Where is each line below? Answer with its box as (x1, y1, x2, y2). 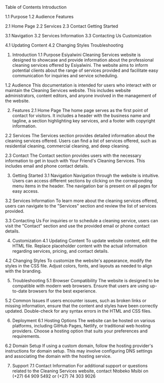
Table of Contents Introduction (5, 4, 67, 10)
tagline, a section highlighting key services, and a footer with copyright (12, 118, 156, 123)
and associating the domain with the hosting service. (5, 354, 112, 359)
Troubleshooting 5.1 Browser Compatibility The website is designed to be (12, 278, 159, 283)
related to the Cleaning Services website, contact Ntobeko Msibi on (12, 368, 148, 374)
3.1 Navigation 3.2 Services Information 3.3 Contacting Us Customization (5, 33, 152, 38)
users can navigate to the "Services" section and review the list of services (5, 203, 157, 208)
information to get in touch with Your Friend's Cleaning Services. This (5, 158, 145, 164)
